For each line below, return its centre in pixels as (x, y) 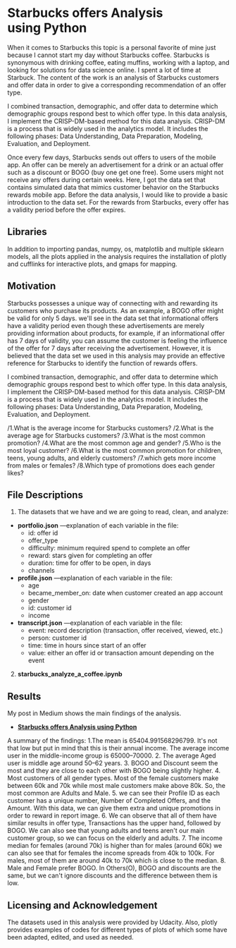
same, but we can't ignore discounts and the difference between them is (113, 875)
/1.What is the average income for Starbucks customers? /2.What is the (111, 427)
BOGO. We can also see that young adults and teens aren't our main (106, 831)
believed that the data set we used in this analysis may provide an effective (116, 355)
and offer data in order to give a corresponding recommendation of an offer (117, 85)
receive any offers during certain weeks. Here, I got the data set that (106, 180)
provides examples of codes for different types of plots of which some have (117, 930)
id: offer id (43, 533)
